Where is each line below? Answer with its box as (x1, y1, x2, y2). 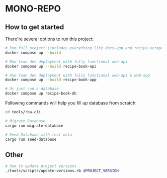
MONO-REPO (5, 3, 61, 14)
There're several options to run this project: (5, 36, 94, 42)
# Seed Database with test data (5, 132, 72, 137)
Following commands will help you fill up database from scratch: (5, 100, 137, 106)
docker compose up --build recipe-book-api (5, 64, 97, 69)
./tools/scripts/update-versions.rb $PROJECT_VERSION (5, 169, 119, 174)
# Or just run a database (5, 87, 59, 91)
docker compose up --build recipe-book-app (5, 78, 97, 83)
